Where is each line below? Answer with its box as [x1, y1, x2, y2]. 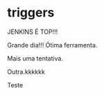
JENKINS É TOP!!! [7, 28, 58, 36]
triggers [7, 5, 55, 21]
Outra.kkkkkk [7, 67, 45, 76]
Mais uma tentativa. [7, 54, 64, 63]
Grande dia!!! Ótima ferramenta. [7, 41, 98, 49]
